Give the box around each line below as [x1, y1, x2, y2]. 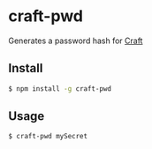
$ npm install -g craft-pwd [8, 84, 112, 93]
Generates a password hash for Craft [8, 35, 143, 46]
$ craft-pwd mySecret [8, 132, 88, 141]
